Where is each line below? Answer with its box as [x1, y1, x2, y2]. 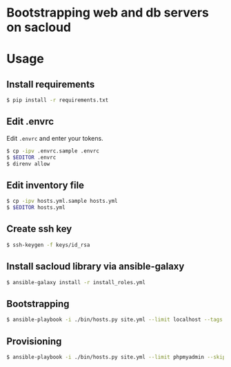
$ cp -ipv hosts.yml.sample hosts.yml [6, 198, 118, 205]
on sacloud [6, 19, 72, 35]
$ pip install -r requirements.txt [6, 97, 109, 104]
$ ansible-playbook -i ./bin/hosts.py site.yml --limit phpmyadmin [6, 353, 205, 360]
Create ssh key [6, 223, 72, 235]
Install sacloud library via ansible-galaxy [6, 261, 185, 272]
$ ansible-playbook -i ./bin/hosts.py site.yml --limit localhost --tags [6, 316, 223, 324]
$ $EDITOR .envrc [6, 154, 57, 161]
